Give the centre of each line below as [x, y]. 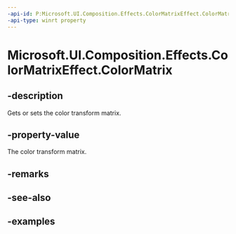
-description [35, 96]
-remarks [28, 174]
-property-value [44, 135]
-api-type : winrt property [47, 20]
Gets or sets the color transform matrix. [64, 112]
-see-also [29, 198]
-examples [31, 222]
